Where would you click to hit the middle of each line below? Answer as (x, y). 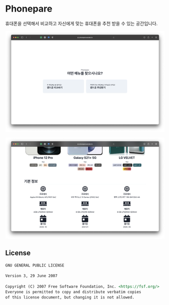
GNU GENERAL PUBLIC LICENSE (35, 265)
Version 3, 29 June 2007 (31, 276)
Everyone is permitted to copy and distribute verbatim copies (73, 292)
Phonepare (29, 9)
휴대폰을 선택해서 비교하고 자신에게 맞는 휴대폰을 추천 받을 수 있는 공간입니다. (81, 23)
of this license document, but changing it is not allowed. (70, 297)
